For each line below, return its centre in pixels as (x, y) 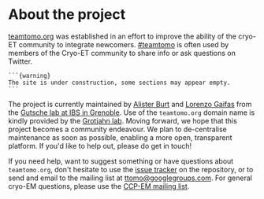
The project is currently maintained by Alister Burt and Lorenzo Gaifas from (130, 104)
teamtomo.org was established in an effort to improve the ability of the (123, 36)
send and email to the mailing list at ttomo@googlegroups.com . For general (130, 178)
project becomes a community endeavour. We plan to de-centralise (117, 129)
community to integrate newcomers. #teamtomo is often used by (124, 44)
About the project (67, 15)
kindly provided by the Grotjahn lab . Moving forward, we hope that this (123, 120)
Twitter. (20, 61)
